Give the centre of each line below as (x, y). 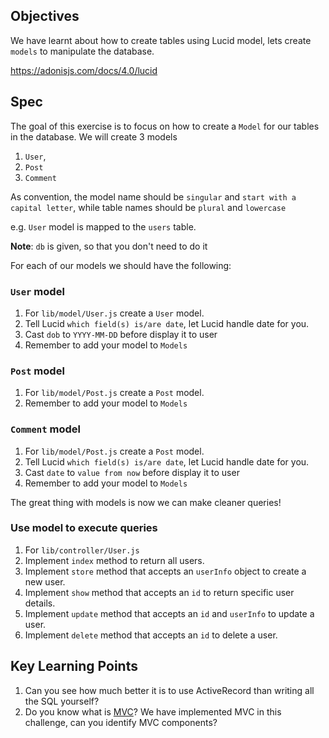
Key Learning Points (74, 666)
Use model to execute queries (84, 528)
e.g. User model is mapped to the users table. (103, 226)
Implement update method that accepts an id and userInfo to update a (169, 613)
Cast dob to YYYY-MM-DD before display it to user (121, 334)
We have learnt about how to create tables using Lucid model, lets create (161, 40)
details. (40, 603)
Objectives (45, 16)
